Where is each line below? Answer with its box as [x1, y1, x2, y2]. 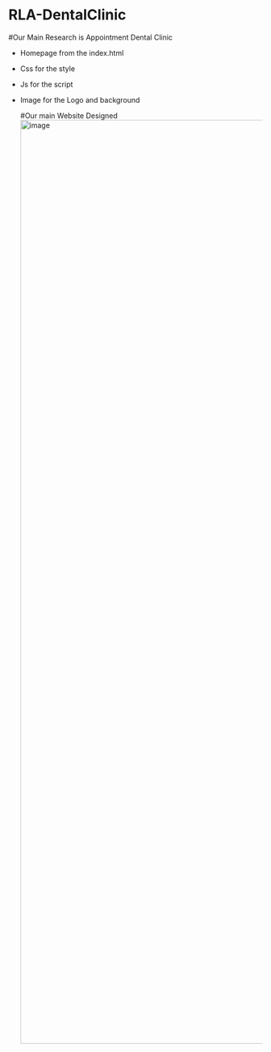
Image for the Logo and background [19, 95, 140, 104]
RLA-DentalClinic [8, 6, 127, 24]
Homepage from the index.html [19, 48, 124, 57]
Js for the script [19, 79, 73, 89]
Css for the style [19, 63, 75, 74]
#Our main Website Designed [19, 111, 119, 120]
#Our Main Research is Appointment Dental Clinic [8, 32, 173, 42]
